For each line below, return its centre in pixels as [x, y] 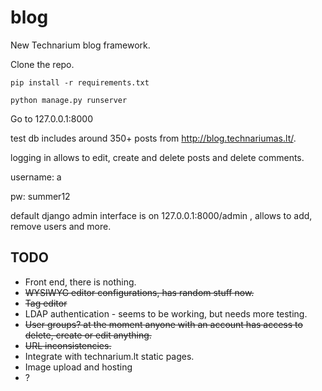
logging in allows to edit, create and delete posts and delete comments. [157, 157]
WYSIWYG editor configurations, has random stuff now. [139, 292]
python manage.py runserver [69, 100]
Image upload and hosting [78, 367]
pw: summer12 [40, 196]
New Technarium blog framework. [80, 45]
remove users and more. [61, 226]
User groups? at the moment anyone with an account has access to [163, 324]
